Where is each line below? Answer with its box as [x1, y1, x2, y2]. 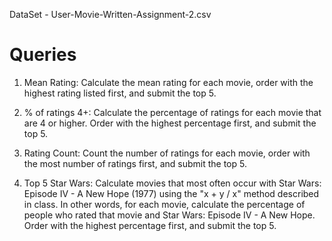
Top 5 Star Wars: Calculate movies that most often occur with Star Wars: [23, 177, 322, 189]
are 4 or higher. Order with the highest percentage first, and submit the [23, 117, 317, 129]
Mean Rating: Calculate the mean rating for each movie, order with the [23, 76, 314, 88]
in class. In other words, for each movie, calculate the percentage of [23, 198, 306, 210]
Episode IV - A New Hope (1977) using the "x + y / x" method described [23, 187, 320, 199]
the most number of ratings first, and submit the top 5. [23, 157, 247, 169]
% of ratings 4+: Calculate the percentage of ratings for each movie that [23, 106, 322, 118]
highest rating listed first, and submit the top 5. [23, 87, 217, 99]
